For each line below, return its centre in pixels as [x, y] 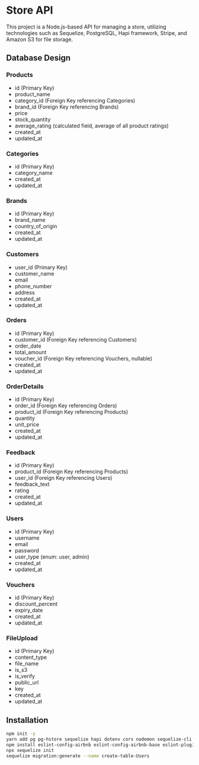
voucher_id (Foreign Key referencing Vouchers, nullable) [84, 358]
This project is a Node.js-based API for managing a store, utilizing [86, 27]
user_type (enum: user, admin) [52, 557]
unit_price [27, 425]
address [25, 292]
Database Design [38, 58]
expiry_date [29, 610]
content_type [31, 657]
